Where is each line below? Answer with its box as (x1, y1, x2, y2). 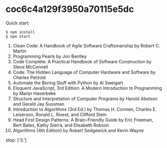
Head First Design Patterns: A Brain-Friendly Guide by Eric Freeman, (12, 117, 154, 123)
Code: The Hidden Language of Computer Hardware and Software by (12, 69, 156, 75)
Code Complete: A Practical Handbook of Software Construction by (12, 58, 152, 64)
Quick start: (5, 20, 29, 26)
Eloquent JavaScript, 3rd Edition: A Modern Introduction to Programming (12, 85, 163, 91)
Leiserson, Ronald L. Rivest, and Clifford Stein (12, 111, 107, 118)
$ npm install (5, 29, 35, 34)
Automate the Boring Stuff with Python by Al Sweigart (12, 80, 124, 86)
